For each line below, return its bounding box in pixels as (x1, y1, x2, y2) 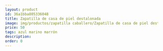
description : (5, 34, 32, 39)
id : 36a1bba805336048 (5, 12, 49, 17)
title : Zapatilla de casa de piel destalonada (5, 16, 101, 21)
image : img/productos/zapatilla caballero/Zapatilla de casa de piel (5, 20, 149, 26)
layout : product (5, 7, 38, 12)
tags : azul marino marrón (5, 30, 57, 34)
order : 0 (5, 39, 23, 44)
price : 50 (5, 25, 25, 30)
